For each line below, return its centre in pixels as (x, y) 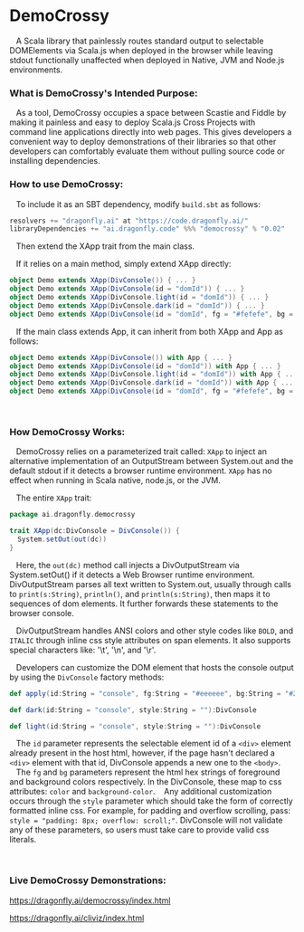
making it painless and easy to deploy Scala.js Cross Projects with (133, 122)
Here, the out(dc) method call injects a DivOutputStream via (128, 565)
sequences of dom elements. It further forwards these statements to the (144, 604)
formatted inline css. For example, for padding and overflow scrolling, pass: (150, 811)
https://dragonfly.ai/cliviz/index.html (77, 918)
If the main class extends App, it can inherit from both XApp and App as (149, 331)
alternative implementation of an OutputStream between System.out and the (152, 461)
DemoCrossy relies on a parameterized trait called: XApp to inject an (141, 452)
